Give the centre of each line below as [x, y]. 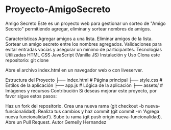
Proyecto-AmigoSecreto [58, 9]
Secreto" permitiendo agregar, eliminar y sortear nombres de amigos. [78, 28]
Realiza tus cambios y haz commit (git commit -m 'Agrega [99, 111]
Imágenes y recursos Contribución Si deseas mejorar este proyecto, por [81, 90]
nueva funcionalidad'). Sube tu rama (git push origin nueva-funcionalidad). [84, 117]
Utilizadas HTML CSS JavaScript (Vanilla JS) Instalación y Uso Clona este [83, 55]
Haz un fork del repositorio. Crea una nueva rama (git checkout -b [75, 106]
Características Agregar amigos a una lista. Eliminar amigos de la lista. [79, 39]
